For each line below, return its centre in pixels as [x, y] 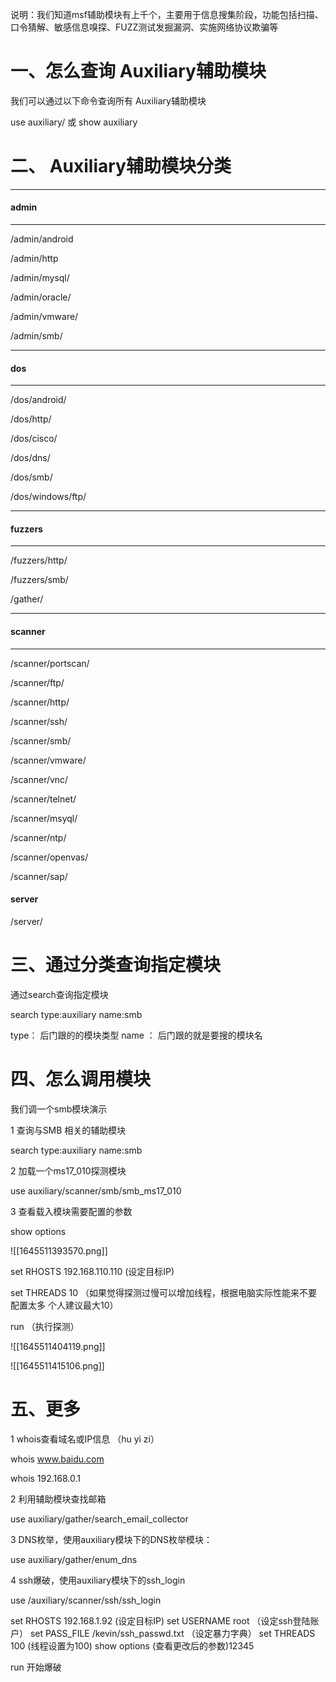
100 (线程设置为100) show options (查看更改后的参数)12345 [132, 1645]
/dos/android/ [38, 400]
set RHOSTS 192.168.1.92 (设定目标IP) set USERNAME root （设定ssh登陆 [160, 1620]
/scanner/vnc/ [39, 779]
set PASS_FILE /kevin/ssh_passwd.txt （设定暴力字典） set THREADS [172, 1633]
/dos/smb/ [31, 477]
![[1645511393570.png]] [59, 1250]
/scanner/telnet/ [43, 799]
